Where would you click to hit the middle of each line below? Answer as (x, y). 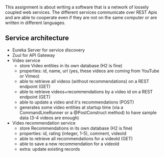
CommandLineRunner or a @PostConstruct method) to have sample (88, 112)
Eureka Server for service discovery (48, 50)
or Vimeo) (30, 76)
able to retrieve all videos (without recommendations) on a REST (84, 81)
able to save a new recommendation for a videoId (69, 144)
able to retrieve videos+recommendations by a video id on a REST (86, 92)
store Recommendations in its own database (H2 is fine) (76, 128)
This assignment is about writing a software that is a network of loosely (77, 7)
